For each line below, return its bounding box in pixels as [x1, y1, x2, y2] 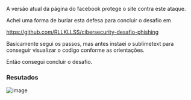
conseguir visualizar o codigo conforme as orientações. [6, 46, 145, 54]
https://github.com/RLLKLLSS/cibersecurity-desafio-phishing [6, 28, 159, 36]
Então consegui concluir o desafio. [6, 58, 93, 65]
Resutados [6, 73, 39, 81]
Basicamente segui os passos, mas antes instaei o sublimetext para [6, 40, 174, 47]
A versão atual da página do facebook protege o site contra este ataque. [6, 5, 186, 12]
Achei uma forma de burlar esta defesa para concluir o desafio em [6, 17, 172, 23]
